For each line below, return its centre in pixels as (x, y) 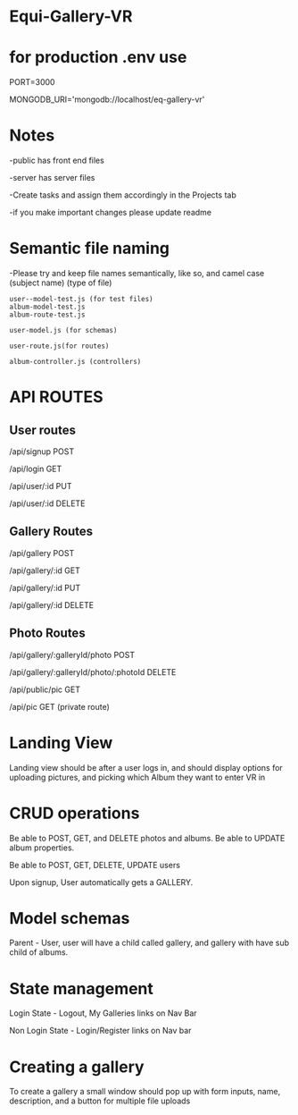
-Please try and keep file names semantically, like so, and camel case (137, 273)
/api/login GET (36, 469)
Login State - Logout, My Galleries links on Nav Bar (103, 1013)
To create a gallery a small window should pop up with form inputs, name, (145, 1092)
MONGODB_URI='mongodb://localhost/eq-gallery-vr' (107, 99)
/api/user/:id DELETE (47, 503)
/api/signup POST (41, 452)
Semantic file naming (90, 249)
